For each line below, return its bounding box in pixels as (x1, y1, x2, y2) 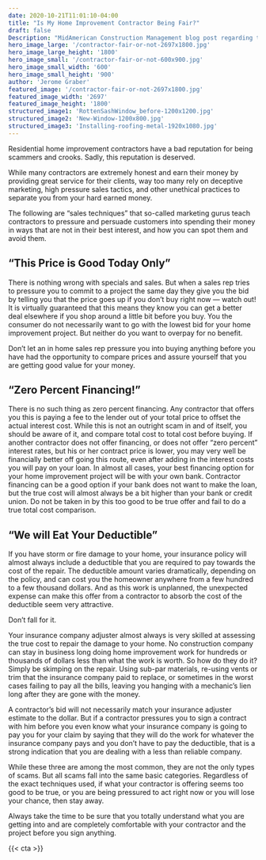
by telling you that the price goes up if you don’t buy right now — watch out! (8, 294, 256, 304)
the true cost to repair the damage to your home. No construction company (8, 639, 253, 648)
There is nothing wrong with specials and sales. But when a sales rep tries (8, 277, 250, 287)
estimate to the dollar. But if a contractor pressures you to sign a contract (8, 713, 247, 723)
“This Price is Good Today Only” (8, 257, 171, 270)
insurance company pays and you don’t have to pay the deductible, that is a (8, 739, 256, 748)
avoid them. (8, 233, 47, 243)
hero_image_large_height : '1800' (8, 48, 119, 56)
